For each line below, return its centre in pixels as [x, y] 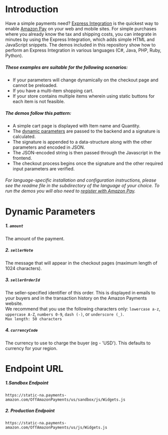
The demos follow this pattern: [38, 113]
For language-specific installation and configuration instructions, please [81, 180]
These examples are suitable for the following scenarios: [67, 67]
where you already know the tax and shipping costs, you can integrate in [81, 34]
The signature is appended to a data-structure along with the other [82, 142]
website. [14, 303]
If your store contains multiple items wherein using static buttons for [84, 96]
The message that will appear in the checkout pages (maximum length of [81, 263]
